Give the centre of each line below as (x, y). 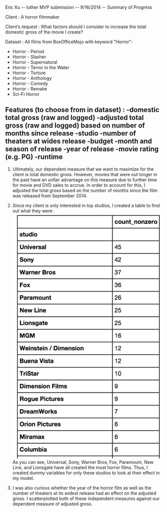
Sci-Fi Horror (26, 94)
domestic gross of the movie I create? (44, 32)
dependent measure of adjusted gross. (52, 503)
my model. (23, 478)
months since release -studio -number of (71, 133)
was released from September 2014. (50, 196)
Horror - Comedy (30, 83)
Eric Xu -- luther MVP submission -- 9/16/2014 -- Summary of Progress (79, 7)
